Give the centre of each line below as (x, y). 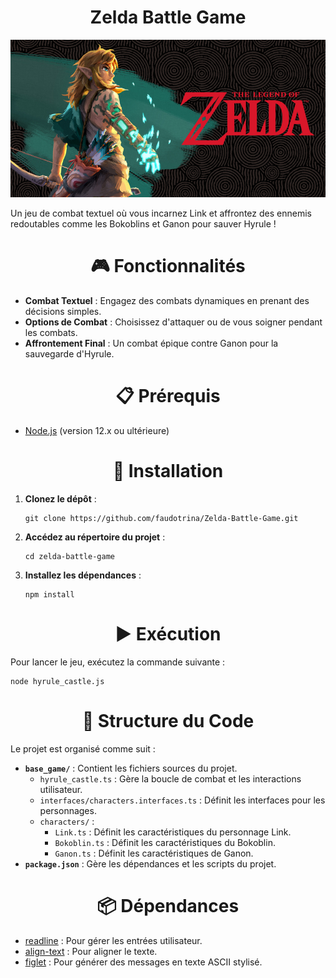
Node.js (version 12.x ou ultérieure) (97, 430)
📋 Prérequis (168, 396)
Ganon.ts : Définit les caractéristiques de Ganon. (154, 853)
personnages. (68, 810)
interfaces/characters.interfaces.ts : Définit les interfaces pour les (182, 800)
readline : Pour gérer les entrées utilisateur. (113, 940)
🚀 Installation (168, 471)
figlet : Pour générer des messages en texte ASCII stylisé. (143, 962)
